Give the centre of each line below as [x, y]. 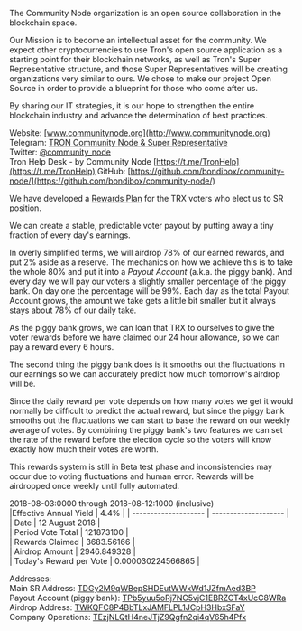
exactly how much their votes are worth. [84, 449]
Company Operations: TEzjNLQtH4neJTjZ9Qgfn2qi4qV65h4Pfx [128, 617]
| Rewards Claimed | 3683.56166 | [72, 542]
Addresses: [31, 579]
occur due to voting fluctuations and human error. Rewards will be [132, 476]
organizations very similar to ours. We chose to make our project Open [141, 79]
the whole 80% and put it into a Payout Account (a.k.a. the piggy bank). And [151, 272]
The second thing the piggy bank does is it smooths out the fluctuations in [147, 364]
